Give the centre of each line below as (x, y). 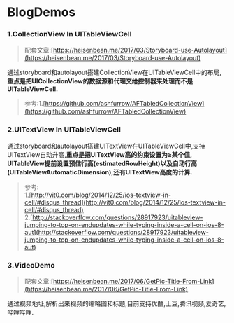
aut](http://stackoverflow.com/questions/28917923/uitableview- (117, 232)
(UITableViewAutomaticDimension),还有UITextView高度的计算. (100, 172)
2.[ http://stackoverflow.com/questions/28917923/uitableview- (114, 217)
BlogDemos (42, 12)
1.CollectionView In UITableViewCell (70, 34)
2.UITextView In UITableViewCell (64, 130)
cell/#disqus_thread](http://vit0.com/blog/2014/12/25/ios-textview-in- (125, 202)
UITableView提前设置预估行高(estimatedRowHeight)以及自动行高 (102, 163)
